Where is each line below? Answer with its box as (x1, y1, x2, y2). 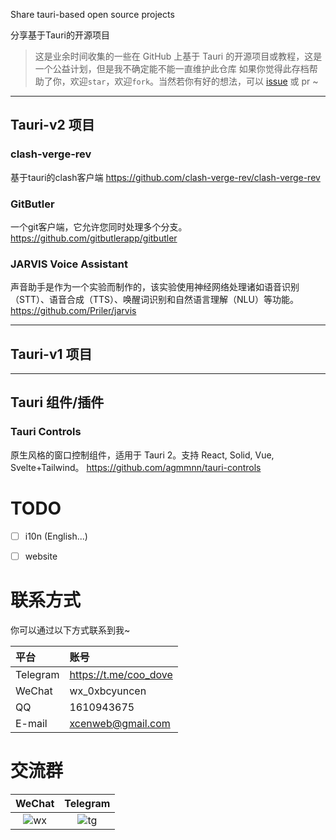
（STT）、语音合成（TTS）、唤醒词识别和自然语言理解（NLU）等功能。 (10, 294, 299, 306)
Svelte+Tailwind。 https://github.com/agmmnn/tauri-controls (10, 461, 262, 473)
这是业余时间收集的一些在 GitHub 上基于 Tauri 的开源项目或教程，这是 (34, 50, 323, 62)
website (24, 550, 58, 562)
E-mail (15, 716, 48, 730)
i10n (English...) (24, 530, 88, 542)
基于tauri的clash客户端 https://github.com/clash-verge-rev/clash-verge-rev (10, 171, 321, 183)
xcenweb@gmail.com (69, 716, 171, 730)
